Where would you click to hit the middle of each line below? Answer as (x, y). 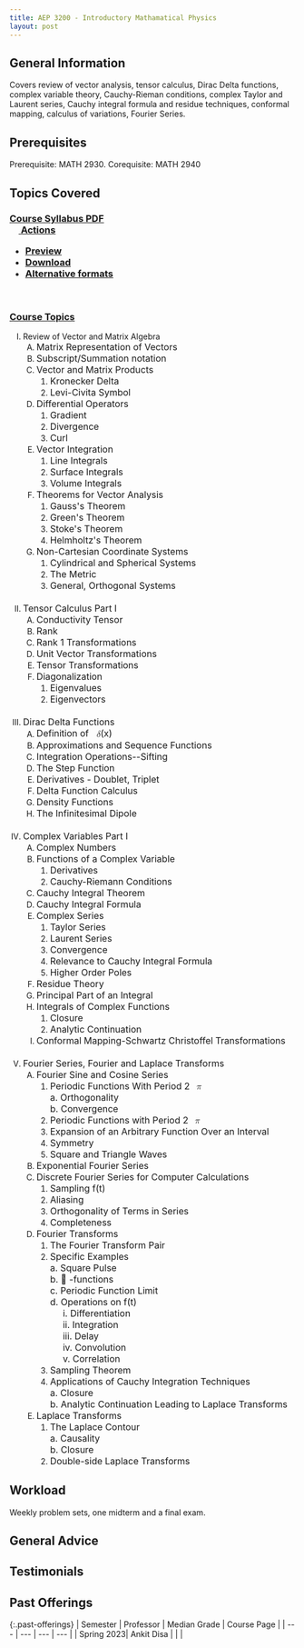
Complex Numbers (76, 847)
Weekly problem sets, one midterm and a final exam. (108, 1512)
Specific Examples (89, 1256)
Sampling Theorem (90, 1370)
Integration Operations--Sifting (102, 756)
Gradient (69, 415)
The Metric (73, 574)
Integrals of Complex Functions (103, 1006)
